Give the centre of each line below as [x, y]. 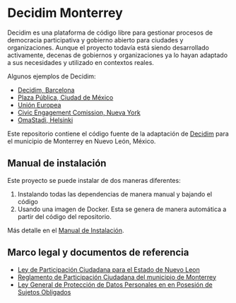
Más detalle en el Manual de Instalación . [66, 230]
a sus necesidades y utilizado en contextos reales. [81, 62]
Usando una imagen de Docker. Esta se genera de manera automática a [122, 209]
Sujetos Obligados [44, 292]
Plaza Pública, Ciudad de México [65, 97]
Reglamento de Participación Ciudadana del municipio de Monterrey [117, 277]
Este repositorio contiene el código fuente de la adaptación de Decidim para [118, 133]
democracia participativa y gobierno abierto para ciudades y [95, 40]
